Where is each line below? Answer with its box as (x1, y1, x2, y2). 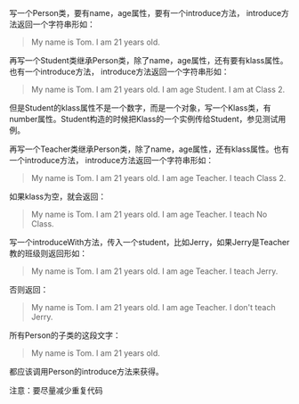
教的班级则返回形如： (9, 248, 87, 259)
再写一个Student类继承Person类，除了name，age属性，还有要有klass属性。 (9, 55, 288, 65)
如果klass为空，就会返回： (9, 191, 107, 202)
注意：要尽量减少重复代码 (9, 385, 103, 395)
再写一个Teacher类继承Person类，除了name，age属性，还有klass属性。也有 (9, 144, 290, 154)
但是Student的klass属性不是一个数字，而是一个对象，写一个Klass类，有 (9, 103, 271, 113)
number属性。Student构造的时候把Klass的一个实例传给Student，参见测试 (9, 114, 279, 124)
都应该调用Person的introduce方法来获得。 (9, 367, 165, 376)
